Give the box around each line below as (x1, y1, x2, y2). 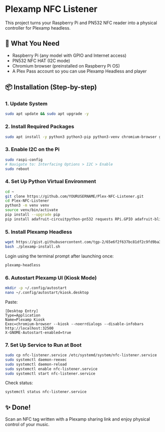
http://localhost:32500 (5, 325, 54, 331)
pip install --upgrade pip (5, 212, 60, 217)
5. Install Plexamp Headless (5, 228, 72, 235)
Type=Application (5, 313, 41, 318)
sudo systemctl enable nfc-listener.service (5, 366, 98, 371)
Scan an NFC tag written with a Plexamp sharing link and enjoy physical (5, 416, 150, 422)
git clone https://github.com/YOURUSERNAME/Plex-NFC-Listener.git (5, 194, 144, 199)
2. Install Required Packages (5, 123, 75, 130)
